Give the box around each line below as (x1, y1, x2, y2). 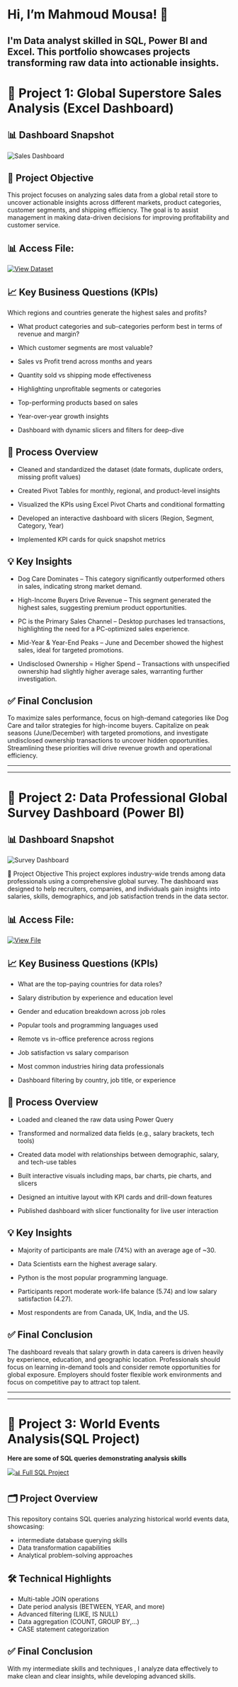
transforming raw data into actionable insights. (7, 57, 220, 69)
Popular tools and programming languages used (17, 1021, 159, 1029)
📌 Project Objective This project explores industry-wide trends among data (7, 869, 225, 878)
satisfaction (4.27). (17, 1294, 73, 1303)
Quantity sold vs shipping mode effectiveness (17, 371, 152, 380)
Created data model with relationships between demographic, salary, (17, 1150, 220, 1158)
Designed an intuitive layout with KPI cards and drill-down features (17, 1192, 212, 1201)
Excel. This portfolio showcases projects (7, 45, 191, 57)
